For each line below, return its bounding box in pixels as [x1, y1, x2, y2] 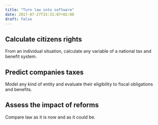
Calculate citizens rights [5, 35, 82, 43]
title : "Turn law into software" [5, 7, 75, 12]
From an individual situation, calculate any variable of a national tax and [5, 48, 152, 54]
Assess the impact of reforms [5, 101, 99, 110]
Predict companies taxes [5, 68, 84, 76]
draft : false [5, 16, 32, 21]
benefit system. [5, 53, 37, 60]
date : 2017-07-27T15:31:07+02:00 [5, 12, 75, 17]
